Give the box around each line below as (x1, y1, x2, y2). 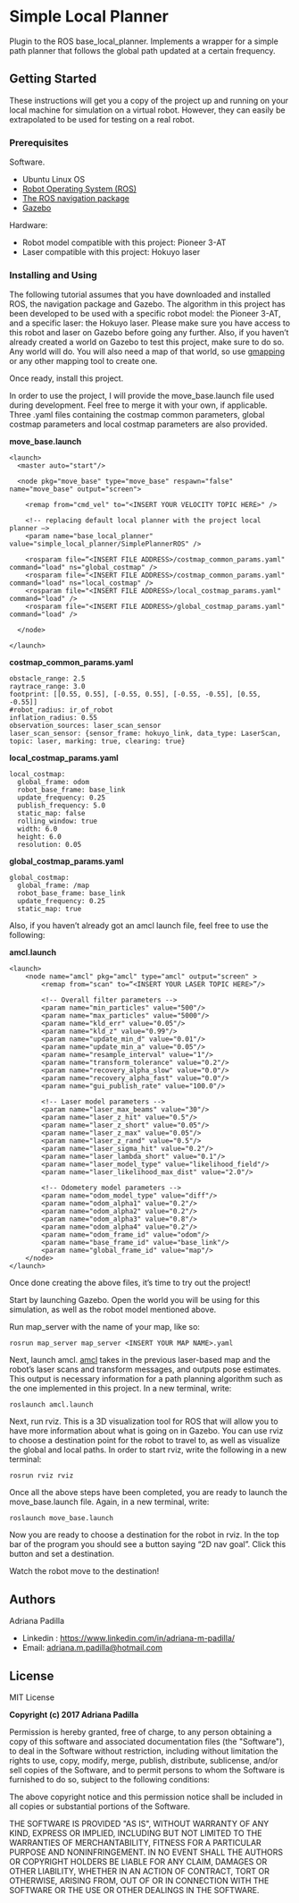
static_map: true (17, 905, 82, 914)
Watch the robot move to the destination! (9, 1566, 160, 1577)
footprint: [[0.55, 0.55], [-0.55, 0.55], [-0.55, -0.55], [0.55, (9, 690, 262, 699)
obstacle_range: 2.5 (9, 674, 87, 683)
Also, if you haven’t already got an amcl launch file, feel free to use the (9, 920, 270, 931)
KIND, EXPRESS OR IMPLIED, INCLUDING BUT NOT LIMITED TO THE (9, 1827, 262, 1839)
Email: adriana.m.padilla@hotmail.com (21, 1643, 163, 1653)
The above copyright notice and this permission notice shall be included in (9, 1791, 283, 1802)
